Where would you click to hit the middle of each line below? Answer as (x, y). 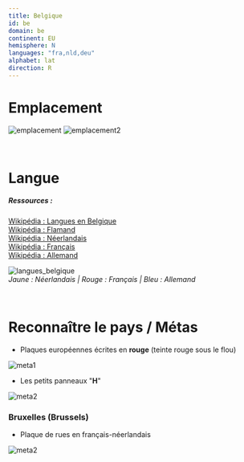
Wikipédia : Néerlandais (47, 238)
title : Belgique (35, 16)
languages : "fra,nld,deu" (51, 53)
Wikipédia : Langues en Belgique (63, 221)
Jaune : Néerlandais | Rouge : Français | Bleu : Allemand (102, 279)
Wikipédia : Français (42, 247)
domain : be (26, 31)
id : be (19, 23)
